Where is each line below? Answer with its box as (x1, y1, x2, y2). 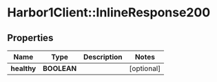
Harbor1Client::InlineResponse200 (7, 5, 211, 20)
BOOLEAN (42, 64, 77, 73)
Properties (7, 32, 54, 44)
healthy (10, 64, 37, 73)
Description (83, 53, 123, 61)
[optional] (129, 64, 161, 73)
